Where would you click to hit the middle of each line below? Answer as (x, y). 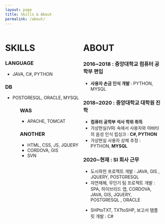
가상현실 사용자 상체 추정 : (116, 140)
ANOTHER (32, 134)
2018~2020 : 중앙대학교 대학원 (119, 103)
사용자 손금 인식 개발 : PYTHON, (122, 83)
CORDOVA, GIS (43, 150)
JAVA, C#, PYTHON (32, 74)
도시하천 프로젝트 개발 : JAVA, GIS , (125, 171)
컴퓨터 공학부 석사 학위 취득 (116, 122)
